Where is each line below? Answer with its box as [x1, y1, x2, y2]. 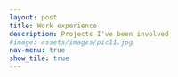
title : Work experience [9, 21, 98, 30]
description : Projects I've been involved [9, 29, 169, 38]
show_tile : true [9, 54, 69, 63]
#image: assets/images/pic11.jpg [9, 37, 133, 47]
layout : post [9, 12, 58, 22]
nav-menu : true [9, 46, 66, 55]
